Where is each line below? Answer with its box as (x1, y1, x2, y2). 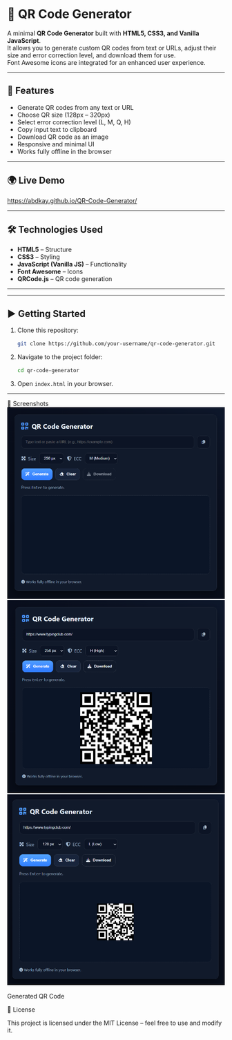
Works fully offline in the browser (17, 147, 112, 155)
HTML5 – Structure (17, 245, 72, 254)
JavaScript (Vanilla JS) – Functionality (17, 260, 127, 269)
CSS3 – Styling (17, 253, 60, 261)
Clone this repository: (17, 326, 79, 334)
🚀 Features (7, 85, 55, 97)
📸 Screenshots (7, 399, 49, 407)
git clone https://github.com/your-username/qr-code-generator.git (17, 340, 215, 347)
